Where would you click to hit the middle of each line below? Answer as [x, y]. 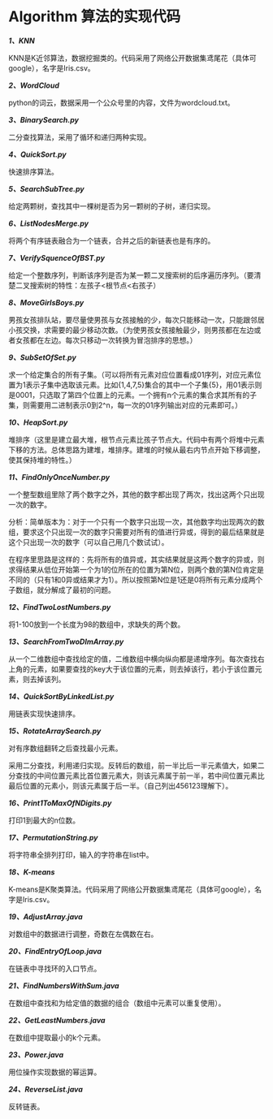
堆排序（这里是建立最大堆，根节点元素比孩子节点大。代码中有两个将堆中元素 [136, 439]
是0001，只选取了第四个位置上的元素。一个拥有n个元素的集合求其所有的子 [133, 395]
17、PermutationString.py [53, 837]
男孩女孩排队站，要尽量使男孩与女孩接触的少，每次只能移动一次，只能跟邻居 [136, 320]
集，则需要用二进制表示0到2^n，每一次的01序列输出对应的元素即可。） [125, 405]
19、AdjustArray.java [45, 916]
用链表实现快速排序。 [44, 713]
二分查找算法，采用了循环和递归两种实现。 [80, 137]
